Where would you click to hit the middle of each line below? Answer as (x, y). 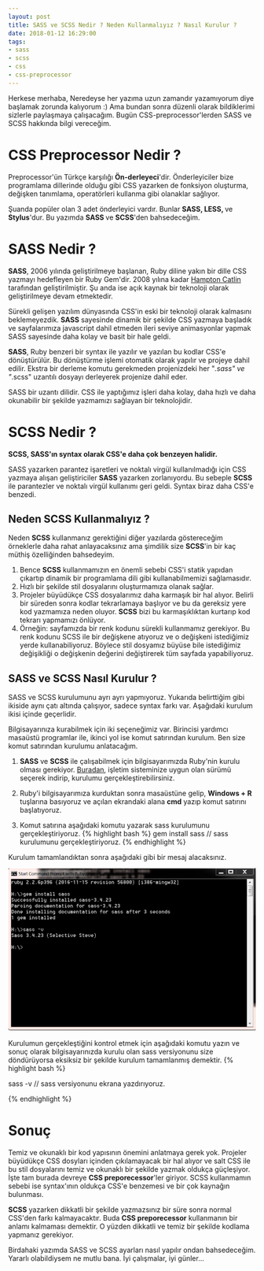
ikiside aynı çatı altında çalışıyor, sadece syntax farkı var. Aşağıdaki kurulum (130, 706)
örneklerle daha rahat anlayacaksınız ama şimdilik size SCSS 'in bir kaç (122, 547)
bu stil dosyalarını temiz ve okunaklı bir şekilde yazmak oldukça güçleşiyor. (129, 1169)
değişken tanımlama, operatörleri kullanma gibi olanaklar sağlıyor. (114, 194)
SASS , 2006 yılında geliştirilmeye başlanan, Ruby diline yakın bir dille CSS (128, 271)
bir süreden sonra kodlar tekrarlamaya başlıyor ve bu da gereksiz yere (133, 603)
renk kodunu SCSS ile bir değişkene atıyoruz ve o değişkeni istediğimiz (134, 637)
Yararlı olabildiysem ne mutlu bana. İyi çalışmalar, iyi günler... (106, 1258)
